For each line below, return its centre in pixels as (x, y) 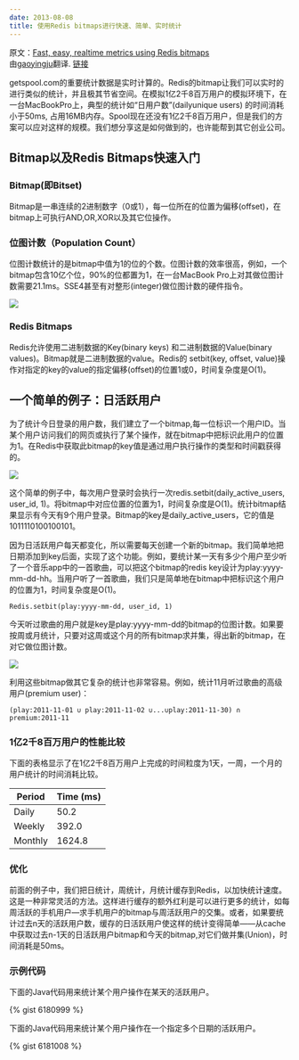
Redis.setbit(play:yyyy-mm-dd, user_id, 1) (91, 606)
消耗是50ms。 (43, 946)
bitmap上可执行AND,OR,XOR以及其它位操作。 (93, 218)
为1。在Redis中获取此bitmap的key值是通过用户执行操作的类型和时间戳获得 (145, 446)
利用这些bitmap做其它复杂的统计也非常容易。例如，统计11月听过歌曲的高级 (146, 682)
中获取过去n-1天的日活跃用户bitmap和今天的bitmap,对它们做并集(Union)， (145, 935)
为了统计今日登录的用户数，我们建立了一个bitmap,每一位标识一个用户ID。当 (148, 423)
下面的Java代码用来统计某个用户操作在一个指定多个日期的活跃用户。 (135, 1028)
